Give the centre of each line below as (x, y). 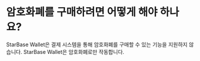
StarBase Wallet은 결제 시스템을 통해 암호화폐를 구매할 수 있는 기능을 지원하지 (97, 44)
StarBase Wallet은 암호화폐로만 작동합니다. (74, 52)
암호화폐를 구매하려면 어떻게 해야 (82, 12)
